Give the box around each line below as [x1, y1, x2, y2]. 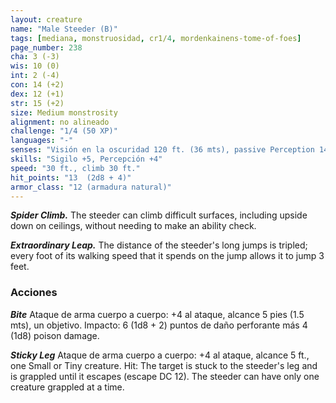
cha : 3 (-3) [10, 52, 60, 62]
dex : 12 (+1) [10, 89, 65, 99]
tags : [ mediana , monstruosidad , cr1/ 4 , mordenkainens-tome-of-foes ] [10, 33, 302, 43]
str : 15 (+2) [10, 98, 65, 108]
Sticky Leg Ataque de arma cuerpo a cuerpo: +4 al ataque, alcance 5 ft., [10, 349, 310, 361]
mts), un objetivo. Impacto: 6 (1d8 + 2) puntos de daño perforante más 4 [10, 319, 308, 331]
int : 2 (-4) [10, 71, 60, 81]
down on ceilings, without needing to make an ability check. [10, 220, 257, 232]
